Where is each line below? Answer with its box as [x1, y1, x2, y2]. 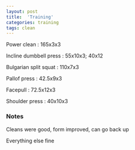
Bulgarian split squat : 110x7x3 [6, 64, 79, 71]
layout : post [6, 8, 38, 15]
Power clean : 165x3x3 [6, 41, 61, 48]
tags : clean [6, 25, 35, 31]
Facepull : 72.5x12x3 [6, 86, 56, 94]
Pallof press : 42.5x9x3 [6, 75, 62, 82]
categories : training [6, 19, 59, 25]
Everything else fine [6, 137, 55, 144]
